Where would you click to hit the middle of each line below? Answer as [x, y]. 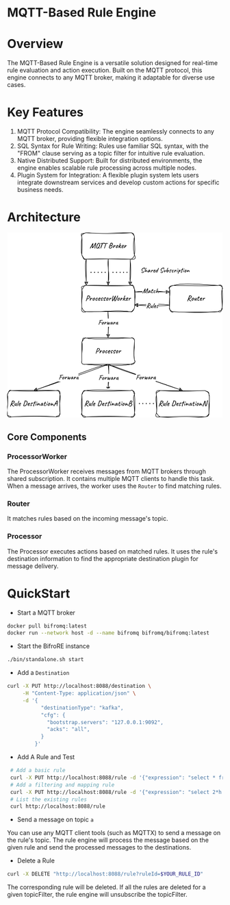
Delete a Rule [36, 860]
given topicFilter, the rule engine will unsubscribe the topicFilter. [97, 895]
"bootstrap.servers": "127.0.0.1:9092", [105, 722]
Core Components [47, 437]
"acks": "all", [68, 730]
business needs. [40, 190]
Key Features [46, 113]
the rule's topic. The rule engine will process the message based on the [108, 840]
